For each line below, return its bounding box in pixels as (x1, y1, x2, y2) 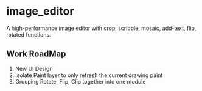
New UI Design (15, 65, 53, 72)
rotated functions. (6, 31, 51, 38)
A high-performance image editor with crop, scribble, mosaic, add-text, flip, (6, 24, 197, 32)
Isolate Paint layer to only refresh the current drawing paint (15, 71, 163, 79)
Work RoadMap (6, 49, 66, 59)
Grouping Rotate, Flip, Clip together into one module (15, 78, 146, 85)
